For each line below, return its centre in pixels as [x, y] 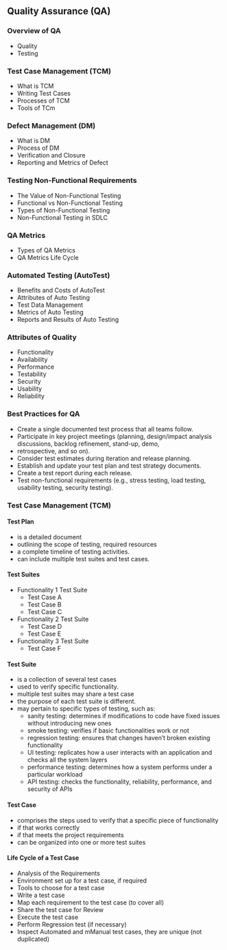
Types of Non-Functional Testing [63, 210]
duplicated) [33, 939]
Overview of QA [34, 31]
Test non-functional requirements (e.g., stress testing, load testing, [111, 480]
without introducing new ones [69, 723]
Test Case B [44, 605]
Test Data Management [50, 305]
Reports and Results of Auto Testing [68, 320]
